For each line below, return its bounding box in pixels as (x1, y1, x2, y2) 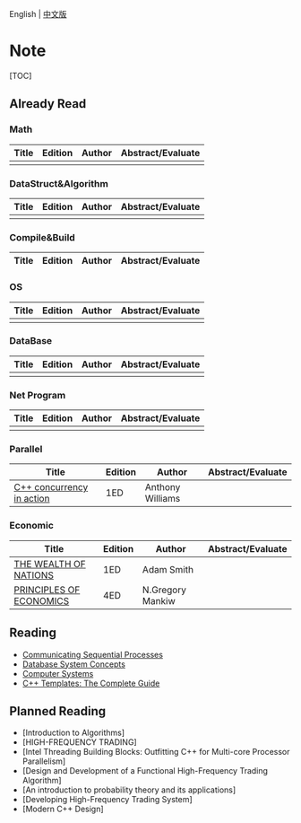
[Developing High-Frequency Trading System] (21, 794, 193, 805)
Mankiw (142, 594, 176, 607)
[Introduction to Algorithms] (21, 727, 125, 739)
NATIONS (13, 569, 54, 582)
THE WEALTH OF (13, 557, 87, 570)
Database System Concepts (21, 659, 125, 670)
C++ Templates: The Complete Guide (21, 678, 160, 688)
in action (13, 493, 50, 505)
